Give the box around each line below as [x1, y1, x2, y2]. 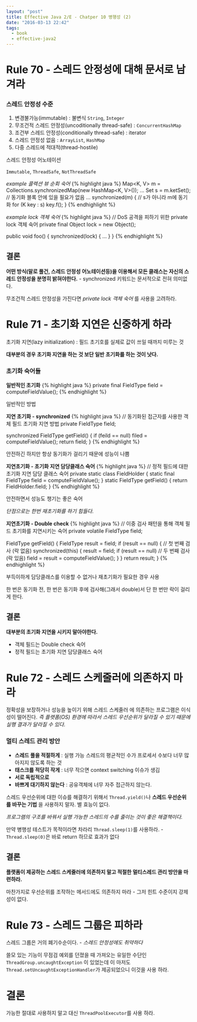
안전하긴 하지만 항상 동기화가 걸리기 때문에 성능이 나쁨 [6, 450, 130, 457]
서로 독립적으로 [14, 774, 50, 781]
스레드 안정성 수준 [6, 100, 54, 109]
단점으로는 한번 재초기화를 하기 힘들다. [6, 507, 94, 515]
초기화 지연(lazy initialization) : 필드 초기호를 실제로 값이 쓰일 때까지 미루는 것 [6, 338, 184, 345]
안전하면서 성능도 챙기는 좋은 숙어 [6, 495, 83, 502]
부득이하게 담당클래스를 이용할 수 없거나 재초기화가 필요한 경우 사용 [6, 573, 159, 580]
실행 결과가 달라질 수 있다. [6, 721, 66, 728]
